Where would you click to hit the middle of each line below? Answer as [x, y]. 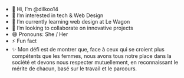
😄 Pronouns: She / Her [40, 34]
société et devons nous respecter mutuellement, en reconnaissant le [95, 62]
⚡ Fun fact [24, 41]
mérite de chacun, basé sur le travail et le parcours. [74, 69]
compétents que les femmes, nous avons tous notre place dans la [92, 56]
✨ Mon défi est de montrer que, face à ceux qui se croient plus [88, 49]
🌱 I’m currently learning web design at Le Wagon [71, 22]
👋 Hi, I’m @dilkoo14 [35, 9]
